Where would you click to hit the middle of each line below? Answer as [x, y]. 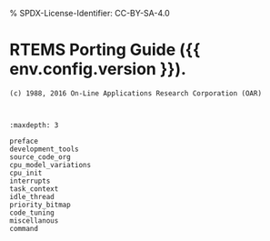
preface [24, 141]
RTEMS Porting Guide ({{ [105, 50]
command [24, 228]
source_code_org [40, 157]
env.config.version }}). [98, 70]
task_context [34, 189]
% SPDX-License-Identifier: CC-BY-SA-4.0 [90, 13]
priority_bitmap [40, 205]
